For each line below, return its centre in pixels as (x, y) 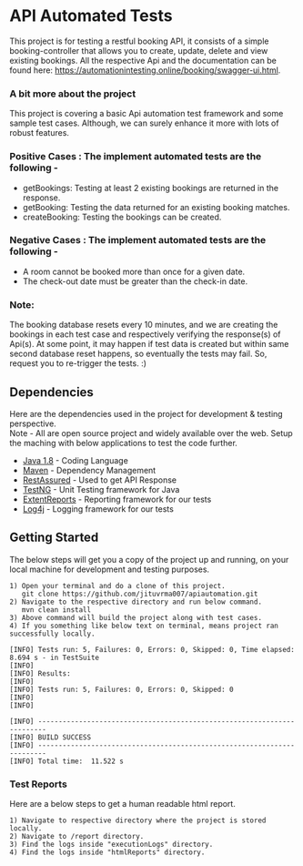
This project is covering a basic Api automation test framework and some (146, 114)
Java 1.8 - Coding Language (76, 460)
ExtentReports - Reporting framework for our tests (117, 499)
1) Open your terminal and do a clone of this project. (117, 586)
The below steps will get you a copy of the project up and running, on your (149, 559)
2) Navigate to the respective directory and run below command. (136, 602)
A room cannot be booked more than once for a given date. (134, 271)
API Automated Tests (91, 16)
